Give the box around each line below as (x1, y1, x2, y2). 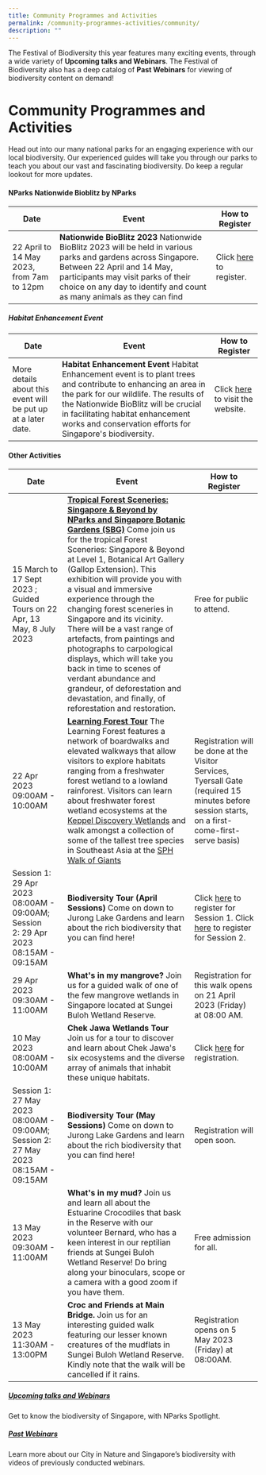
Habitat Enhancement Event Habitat (62, 359, 199, 370)
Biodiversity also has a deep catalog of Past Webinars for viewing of (8, 65, 233, 75)
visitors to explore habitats (66, 755, 166, 766)
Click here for (193, 1042, 245, 1053)
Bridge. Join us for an (66, 1309, 148, 1320)
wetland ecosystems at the (66, 805, 168, 816)
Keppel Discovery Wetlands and (66, 815, 186, 826)
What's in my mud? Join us (66, 1187, 172, 1198)
